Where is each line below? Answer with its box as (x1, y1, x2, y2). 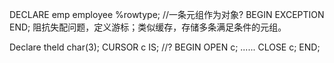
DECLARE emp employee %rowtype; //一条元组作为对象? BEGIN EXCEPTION (9, 9, 325, 20)
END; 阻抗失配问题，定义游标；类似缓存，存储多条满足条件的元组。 (9, 21, 287, 33)
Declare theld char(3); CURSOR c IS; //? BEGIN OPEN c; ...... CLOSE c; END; (9, 41, 321, 53)
